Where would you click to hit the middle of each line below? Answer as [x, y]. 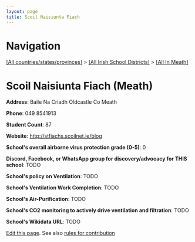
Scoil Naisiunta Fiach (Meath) [80, 86]
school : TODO [23, 165]
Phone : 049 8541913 [31, 113]
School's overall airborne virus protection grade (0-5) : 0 [76, 148]
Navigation [33, 46]
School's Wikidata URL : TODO [43, 222]
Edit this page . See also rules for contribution [61, 233]
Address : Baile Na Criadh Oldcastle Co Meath [62, 102]
